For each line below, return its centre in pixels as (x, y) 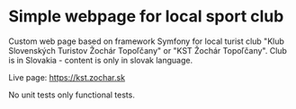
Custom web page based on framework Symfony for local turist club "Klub (147, 41)
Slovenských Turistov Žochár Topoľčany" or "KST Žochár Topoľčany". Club (148, 50)
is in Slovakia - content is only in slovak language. (101, 60)
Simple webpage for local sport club (146, 17)
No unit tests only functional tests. (72, 95)
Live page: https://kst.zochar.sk (67, 77)
